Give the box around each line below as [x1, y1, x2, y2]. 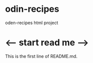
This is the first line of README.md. [5, 53, 78, 59]
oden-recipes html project [5, 20, 58, 26]
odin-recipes [5, 3, 59, 15]
